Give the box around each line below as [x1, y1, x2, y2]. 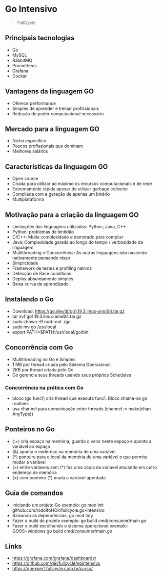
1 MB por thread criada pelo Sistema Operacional [12, 362, 111, 367]
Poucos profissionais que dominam [12, 143, 83, 149]
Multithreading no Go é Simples [12, 356, 76, 362]
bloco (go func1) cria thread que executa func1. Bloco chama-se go [12, 395, 147, 401]
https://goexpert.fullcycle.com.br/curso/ [12, 566, 93, 572]
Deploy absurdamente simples [12, 276, 74, 282]
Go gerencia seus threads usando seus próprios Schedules [12, 372, 132, 378]
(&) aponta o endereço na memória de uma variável [12, 448, 116, 454]
